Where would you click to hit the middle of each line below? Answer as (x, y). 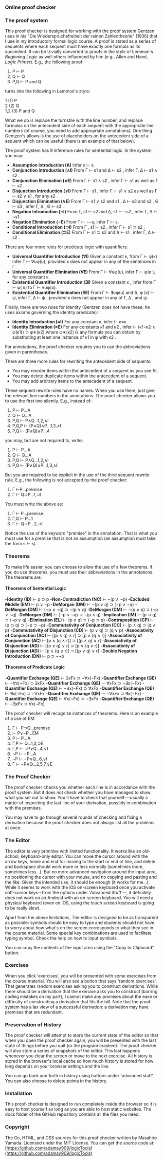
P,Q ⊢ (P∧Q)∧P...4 (31, 431)
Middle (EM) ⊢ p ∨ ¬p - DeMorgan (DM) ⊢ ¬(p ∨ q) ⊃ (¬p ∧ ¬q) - (71, 604)
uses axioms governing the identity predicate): (52, 313)
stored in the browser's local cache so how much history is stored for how (79, 1061)
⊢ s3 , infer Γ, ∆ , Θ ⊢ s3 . (38, 206)
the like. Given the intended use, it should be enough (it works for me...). (77, 882)
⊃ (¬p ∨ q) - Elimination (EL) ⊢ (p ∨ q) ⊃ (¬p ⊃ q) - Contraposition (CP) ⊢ (80, 620)
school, (12, 856)
